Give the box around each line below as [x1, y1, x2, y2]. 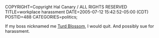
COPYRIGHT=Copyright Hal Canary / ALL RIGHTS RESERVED [5, 4, 127, 9]
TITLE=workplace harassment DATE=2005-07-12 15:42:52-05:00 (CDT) [5, 9, 149, 15]
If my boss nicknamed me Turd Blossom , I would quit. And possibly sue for [5, 23, 154, 29]
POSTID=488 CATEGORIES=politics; [5, 14, 78, 19]
